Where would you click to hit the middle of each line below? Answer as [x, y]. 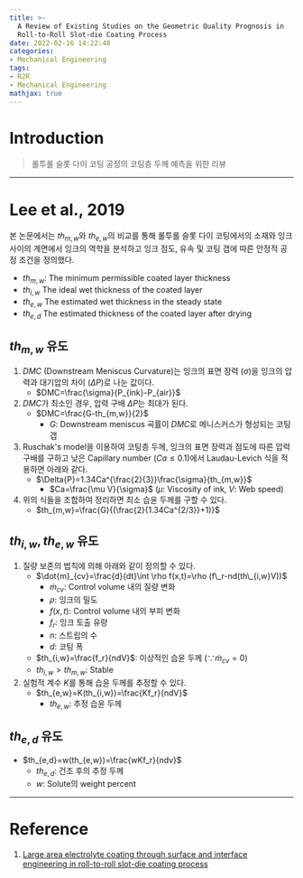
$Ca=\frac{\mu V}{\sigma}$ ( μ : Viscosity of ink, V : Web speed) [166, 490]
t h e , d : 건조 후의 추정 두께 [80, 772]
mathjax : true [36, 93]
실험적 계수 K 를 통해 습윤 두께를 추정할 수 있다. [104, 682]
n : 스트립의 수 [73, 635]
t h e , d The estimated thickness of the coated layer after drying [137, 314]
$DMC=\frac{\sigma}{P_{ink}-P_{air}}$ [108, 393]
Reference [49, 830]
